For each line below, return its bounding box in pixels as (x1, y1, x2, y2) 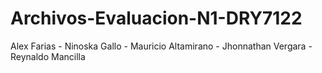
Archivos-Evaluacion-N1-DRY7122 (10, 7, 303, 30)
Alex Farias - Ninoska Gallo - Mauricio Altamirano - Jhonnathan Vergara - (10, 40, 313, 52)
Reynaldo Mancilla (10, 50, 86, 62)
